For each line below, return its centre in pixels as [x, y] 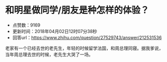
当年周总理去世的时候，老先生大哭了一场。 [49, 54]
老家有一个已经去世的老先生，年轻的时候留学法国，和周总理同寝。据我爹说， [84, 48]
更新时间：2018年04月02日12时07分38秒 [55, 31]
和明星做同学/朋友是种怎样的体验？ [77, 10]
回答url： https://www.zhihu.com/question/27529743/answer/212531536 [87, 37]
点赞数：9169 [26, 25]
